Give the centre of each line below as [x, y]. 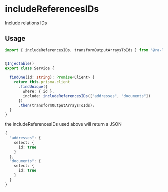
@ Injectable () [20, 63]
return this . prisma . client [42, 82]
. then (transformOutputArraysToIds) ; [56, 105]
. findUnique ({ [33, 87]
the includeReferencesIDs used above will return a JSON [64, 124]
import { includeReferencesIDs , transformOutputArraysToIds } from [77, 50]
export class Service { [30, 68]
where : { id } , [39, 91]
